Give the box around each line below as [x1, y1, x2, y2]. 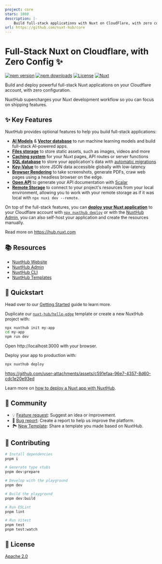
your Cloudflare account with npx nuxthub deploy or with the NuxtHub [5, 209, 144, 215]
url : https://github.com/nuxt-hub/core [5, 25, 85, 30]
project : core [5, 7, 34, 12]
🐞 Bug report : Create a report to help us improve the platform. [12, 418, 135, 423]
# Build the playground [5, 491, 53, 496]
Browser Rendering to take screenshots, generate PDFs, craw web [12, 169, 146, 175]
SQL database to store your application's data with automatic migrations [12, 159, 157, 164]
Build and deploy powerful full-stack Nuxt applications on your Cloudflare [5, 82, 151, 88]
